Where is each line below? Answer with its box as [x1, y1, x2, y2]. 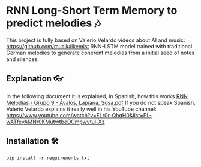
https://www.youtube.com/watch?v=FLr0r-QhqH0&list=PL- [6, 111, 152, 119]
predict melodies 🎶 [6, 16, 101, 30]
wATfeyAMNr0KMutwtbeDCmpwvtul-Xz [6, 118, 105, 125]
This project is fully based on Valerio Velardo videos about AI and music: [6, 37, 185, 44]
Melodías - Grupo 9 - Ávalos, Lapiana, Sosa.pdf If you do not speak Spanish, [6, 99, 196, 106]
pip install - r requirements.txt [6, 155, 90, 161]
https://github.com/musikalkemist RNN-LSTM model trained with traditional [6, 42, 193, 50]
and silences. [6, 55, 39, 63]
